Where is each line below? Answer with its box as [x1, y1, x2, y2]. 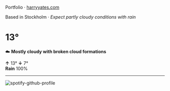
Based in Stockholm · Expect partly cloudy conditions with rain [5, 14, 136, 20]
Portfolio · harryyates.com [5, 5, 60, 10]
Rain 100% [5, 65, 28, 71]
